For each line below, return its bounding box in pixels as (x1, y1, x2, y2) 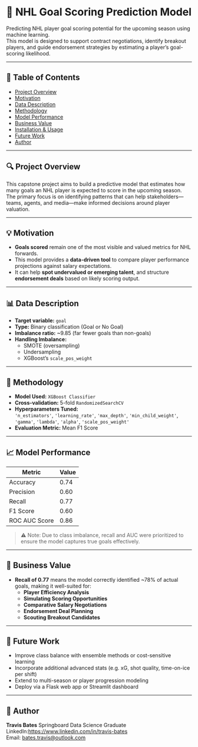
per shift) (14, 671, 37, 678)
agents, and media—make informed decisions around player (24, 199, 170, 206)
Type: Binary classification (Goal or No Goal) (14, 323, 124, 330)
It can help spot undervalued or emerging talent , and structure (14, 268, 169, 276)
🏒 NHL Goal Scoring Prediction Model (6, 5, 192, 19)
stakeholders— (147, 193, 184, 200)
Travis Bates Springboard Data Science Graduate (6, 722, 127, 729)
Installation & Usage (14, 126, 64, 133)
